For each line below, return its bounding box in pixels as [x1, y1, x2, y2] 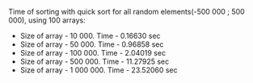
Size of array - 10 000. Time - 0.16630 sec [19, 31, 161, 40]
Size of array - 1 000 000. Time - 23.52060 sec [19, 65, 178, 75]
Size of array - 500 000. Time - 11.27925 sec [19, 56, 170, 66]
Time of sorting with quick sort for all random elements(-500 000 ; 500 [8, 7, 245, 16]
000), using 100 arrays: [8, 15, 86, 25]
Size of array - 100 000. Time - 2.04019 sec [19, 48, 167, 57]
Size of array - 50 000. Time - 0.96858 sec [19, 39, 164, 49]
